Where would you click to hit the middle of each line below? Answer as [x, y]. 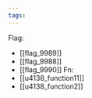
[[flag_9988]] [41, 61]
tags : [17, 15]
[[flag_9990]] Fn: [46, 69]
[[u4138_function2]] [51, 86]
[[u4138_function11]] [51, 78]
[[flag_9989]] [41, 53]
